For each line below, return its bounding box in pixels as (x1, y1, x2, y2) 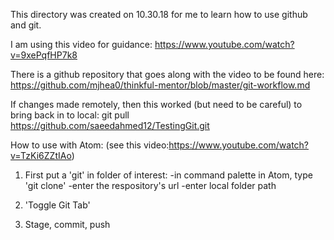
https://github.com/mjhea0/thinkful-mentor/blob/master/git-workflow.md (10, 79, 311, 91)
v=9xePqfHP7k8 (10, 49, 78, 61)
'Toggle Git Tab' (24, 199, 91, 211)
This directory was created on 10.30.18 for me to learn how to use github (10, 9, 308, 20)
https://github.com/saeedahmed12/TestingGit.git (10, 120, 210, 131)
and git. (10, 19, 42, 31)
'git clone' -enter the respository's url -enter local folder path (24, 180, 277, 191)
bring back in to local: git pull (10, 109, 130, 121)
